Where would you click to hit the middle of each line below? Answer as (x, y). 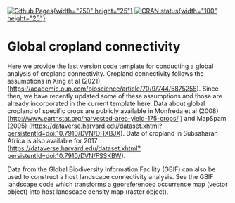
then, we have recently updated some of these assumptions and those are (115, 96)
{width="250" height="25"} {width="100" (135, 11)
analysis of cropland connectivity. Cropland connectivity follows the (106, 73)
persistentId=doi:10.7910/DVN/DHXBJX (64, 133)
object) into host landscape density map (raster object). (88, 191)
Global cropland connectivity (94, 47)
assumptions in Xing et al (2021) (54, 81)
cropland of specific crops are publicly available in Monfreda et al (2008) (113, 111)
